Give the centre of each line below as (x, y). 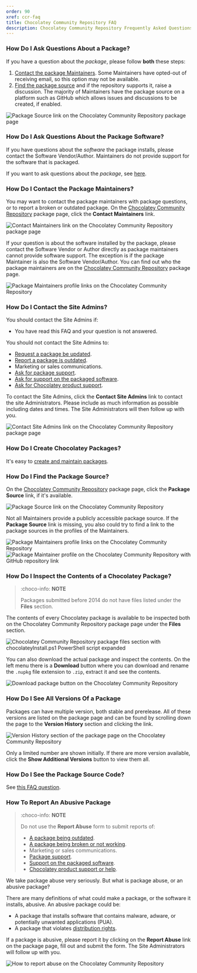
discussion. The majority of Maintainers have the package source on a (99, 91)
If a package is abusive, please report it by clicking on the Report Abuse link (98, 940)
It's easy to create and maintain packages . (57, 461)
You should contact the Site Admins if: (52, 320)
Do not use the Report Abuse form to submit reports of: (88, 827)
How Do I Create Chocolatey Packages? (64, 449)
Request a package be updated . (53, 354)
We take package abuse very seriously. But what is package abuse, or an (94, 881)
